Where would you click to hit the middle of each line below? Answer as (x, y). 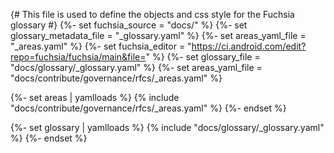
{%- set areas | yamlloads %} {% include (95, 97)
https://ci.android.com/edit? (249, 46)
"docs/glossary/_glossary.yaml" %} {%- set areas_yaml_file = (136, 67)
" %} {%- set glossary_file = (203, 57)
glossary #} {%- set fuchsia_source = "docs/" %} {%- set (129, 25)
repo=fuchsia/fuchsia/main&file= (78, 57)
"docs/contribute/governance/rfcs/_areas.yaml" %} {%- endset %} (148, 108)
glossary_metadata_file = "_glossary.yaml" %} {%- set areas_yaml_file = (158, 35)
